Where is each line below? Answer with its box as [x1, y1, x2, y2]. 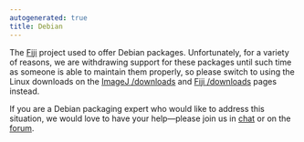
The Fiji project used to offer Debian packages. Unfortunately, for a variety [9, 46, 289, 57]
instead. [9, 86, 40, 96]
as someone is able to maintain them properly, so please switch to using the [9, 66, 295, 77]
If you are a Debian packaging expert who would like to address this [9, 103, 265, 114]
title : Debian [9, 22, 64, 31]
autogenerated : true [9, 13, 89, 23]
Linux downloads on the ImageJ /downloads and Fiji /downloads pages [9, 76, 277, 86]
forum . [9, 122, 35, 133]
